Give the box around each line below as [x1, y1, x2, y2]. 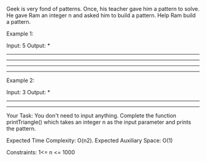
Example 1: [6, 30, 34, 37]
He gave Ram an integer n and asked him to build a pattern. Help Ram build [6, 12, 196, 19]
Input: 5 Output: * [6, 42, 50, 49]
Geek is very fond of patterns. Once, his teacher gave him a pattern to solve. [6, 6, 200, 12]
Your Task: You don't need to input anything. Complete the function [6, 112, 177, 119]
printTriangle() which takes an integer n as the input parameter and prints [6, 119, 191, 125]
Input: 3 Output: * [6, 89, 50, 95]
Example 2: [6, 77, 35, 84]
